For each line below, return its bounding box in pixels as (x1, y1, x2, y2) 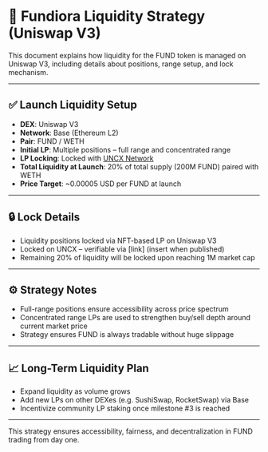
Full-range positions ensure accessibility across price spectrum (19, 304, 229, 314)
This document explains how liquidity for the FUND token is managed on (8, 50, 246, 60)
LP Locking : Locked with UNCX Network (19, 153, 154, 163)
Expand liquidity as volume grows (19, 387, 131, 396)
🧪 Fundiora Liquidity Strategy (8, 7, 206, 26)
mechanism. (8, 67, 49, 77)
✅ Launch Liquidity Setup (8, 98, 137, 112)
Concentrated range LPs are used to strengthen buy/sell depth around (19, 313, 251, 323)
